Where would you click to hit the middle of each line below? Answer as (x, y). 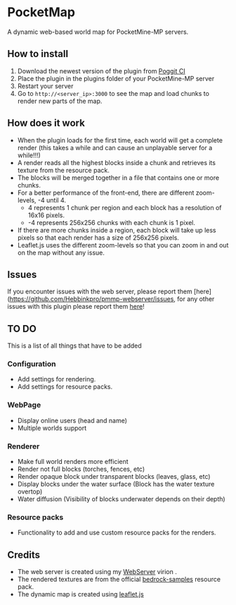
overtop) (30, 491)
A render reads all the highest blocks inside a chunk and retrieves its (117, 162)
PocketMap (41, 12)
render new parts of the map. (60, 101)
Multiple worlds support (52, 428)
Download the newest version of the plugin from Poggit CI (101, 71)
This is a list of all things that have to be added (74, 346)
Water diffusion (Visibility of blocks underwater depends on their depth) (122, 499)
